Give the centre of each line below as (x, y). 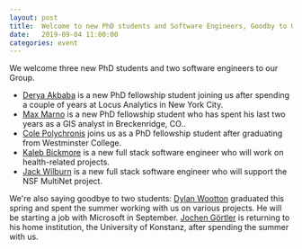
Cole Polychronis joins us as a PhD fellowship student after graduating (152, 133)
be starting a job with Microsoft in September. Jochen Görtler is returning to (150, 218)
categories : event (44, 43)
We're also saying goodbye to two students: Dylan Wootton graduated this (147, 199)
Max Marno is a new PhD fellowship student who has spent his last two (154, 114)
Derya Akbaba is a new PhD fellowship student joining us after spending (156, 95)
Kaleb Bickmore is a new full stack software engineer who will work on (153, 153)
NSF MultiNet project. (62, 182)
